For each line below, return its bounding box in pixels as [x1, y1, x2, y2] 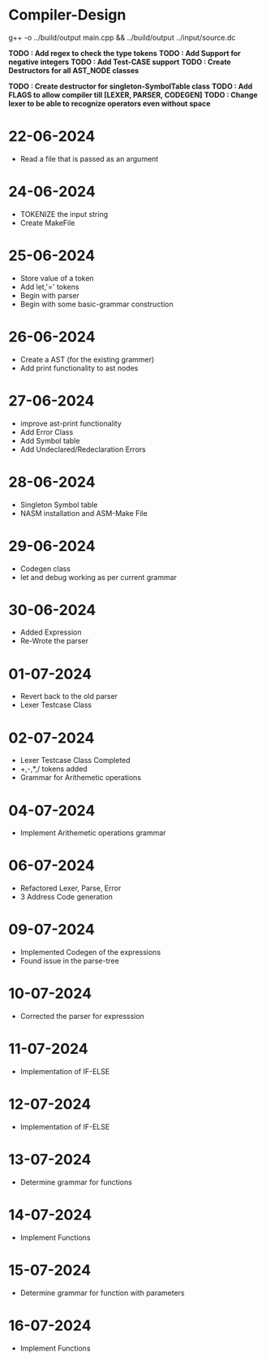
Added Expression [19, 627, 82, 637]
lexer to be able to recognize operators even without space [8, 98, 211, 108]
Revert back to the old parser [19, 691, 118, 701]
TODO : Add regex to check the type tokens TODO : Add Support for [8, 48, 242, 58]
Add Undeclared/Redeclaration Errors [19, 444, 146, 454]
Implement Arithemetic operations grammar [19, 828, 166, 838]
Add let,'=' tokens [19, 282, 79, 292]
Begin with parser [19, 290, 79, 300]
